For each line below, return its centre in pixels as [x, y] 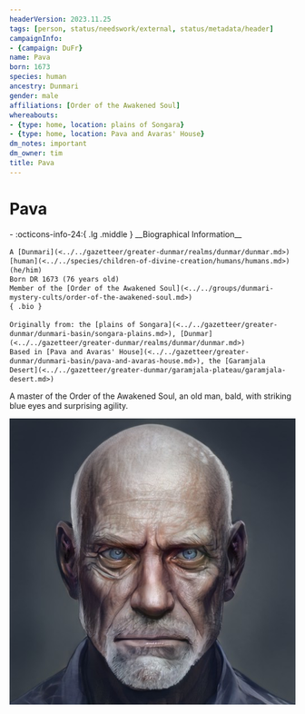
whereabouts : [34, 115]
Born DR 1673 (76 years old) [64, 279]
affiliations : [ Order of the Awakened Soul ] [95, 105]
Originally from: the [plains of [73, 324]
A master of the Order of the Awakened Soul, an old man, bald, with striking [151, 396]
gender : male [34, 95]
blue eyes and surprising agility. [69, 405]
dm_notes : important [49, 144]
